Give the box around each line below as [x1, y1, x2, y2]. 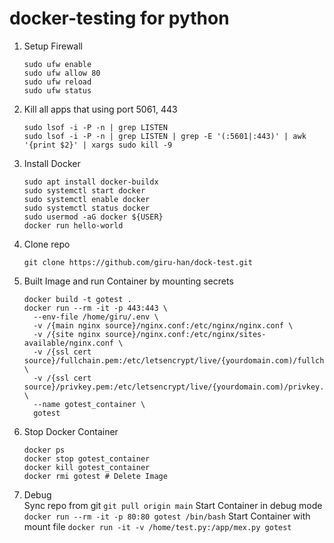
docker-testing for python [9, 7, 230, 30]
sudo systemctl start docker [23, 185, 146, 196]
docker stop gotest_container [23, 453, 151, 464]
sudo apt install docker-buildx [23, 177, 159, 187]
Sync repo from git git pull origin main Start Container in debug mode [23, 499, 323, 511]
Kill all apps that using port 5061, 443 [23, 103, 178, 115]
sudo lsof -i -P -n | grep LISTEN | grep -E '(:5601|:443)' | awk [23, 131, 307, 141]
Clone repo [23, 238, 71, 250]
